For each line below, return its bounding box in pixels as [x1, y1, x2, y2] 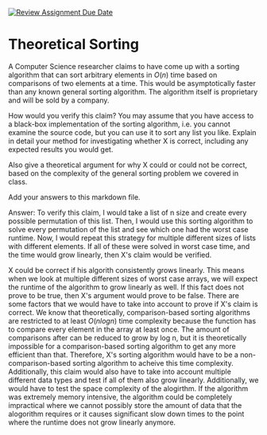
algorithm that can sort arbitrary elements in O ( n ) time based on [8, 70, 218, 80]
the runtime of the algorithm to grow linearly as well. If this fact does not [8, 282, 245, 292]
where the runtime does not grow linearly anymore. [8, 418, 176, 427]
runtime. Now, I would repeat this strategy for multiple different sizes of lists [8, 233, 257, 243]
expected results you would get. [8, 144, 114, 154]
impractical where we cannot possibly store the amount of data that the [8, 400, 242, 410]
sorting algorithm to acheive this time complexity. [72, 358, 234, 367]
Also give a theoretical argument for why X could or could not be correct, [8, 160, 248, 169]
